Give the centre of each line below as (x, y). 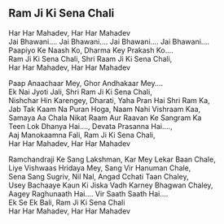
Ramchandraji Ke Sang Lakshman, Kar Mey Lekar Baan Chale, (112, 159)
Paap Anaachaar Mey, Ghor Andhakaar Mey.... (86, 83)
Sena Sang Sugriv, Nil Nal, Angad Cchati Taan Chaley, (99, 176)
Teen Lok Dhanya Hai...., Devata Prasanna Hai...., (90, 126)
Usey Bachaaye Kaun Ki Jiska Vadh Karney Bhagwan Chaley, (111, 185)
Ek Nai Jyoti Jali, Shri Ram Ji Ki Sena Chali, (80, 92)
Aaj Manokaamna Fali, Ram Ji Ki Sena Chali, (82, 135)
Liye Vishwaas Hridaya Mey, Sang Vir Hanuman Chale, (100, 168)
